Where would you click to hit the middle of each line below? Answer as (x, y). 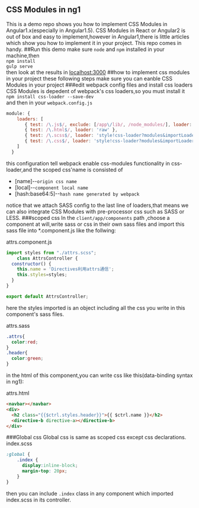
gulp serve (20, 66)
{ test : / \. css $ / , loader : (58, 141)
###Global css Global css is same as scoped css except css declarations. (96, 437)
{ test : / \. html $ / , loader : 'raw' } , (71, 130)
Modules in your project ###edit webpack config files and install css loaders (99, 85)
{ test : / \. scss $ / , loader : (59, 136)
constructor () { (31, 264)
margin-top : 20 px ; (44, 471)
